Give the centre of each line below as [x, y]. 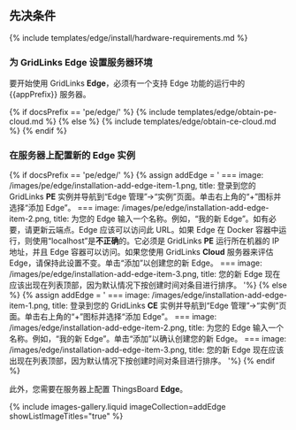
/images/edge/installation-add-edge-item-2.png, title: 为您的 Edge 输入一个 [147, 328]
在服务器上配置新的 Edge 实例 [72, 156]
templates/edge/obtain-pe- [228, 112]
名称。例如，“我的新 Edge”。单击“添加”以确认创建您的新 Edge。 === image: [148, 339]
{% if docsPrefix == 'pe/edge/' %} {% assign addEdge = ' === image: [137, 175]
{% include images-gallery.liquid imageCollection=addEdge [118, 407]
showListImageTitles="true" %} [66, 416]
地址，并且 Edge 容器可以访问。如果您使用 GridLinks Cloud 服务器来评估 [141, 252]
